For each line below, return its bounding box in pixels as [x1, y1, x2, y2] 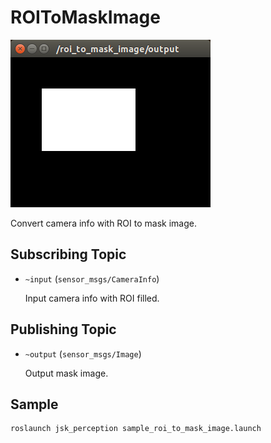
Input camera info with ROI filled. [24, 292, 160, 304]
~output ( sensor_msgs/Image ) [24, 347, 142, 360]
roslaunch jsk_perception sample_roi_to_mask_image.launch [10, 424, 262, 434]
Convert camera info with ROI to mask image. [10, 217, 197, 229]
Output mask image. [24, 367, 109, 379]
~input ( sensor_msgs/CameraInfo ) [24, 272, 160, 285]
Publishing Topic [10, 321, 117, 338]
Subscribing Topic [10, 246, 127, 263]
